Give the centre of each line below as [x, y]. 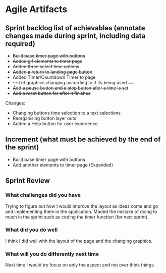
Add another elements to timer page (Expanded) [63, 165]
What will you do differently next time [52, 254]
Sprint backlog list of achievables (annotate [75, 28]
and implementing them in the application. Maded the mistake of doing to [81, 211]
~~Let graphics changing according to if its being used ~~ [73, 83]
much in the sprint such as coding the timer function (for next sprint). [77, 217]
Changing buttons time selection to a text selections [67, 113]
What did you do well [32, 230]
